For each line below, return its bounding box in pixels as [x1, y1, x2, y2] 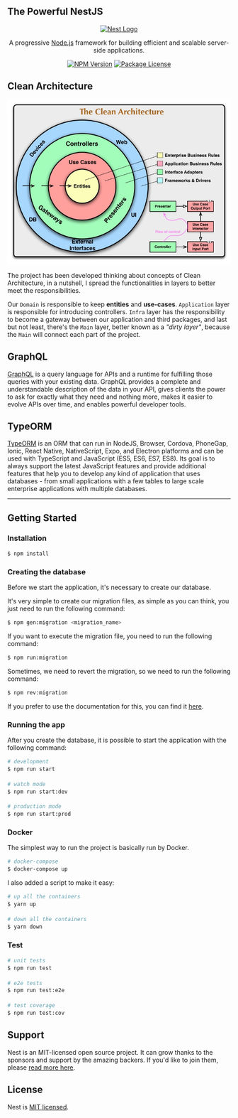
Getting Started [7, 512, 77, 524]
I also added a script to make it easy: [7, 878, 115, 887]
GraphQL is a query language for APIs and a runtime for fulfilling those [7, 370, 212, 378]
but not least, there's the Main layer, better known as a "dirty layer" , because [7, 323, 230, 331]
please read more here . [7, 1063, 76, 1072]
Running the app [7, 719, 66, 729]
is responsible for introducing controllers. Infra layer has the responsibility [7, 307, 225, 316]
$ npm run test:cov [7, 1009, 65, 1017]
